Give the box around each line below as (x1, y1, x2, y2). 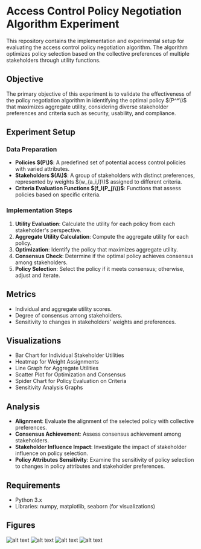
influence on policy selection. (14, 450, 89, 457)
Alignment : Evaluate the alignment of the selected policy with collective (14, 418, 194, 425)
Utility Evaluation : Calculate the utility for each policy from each (14, 220, 175, 227)
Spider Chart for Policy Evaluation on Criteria (14, 378, 127, 385)
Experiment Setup (6, 127, 75, 138)
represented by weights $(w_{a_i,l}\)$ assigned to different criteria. (14, 178, 182, 185)
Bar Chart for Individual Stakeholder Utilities (14, 351, 124, 359)
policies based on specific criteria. (14, 191, 101, 198)
